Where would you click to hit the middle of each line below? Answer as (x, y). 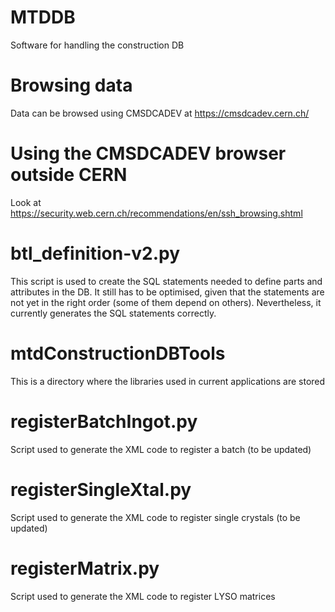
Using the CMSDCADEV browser (148, 153)
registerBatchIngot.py (104, 421)
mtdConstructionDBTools (118, 353)
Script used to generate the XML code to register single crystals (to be (155, 517)
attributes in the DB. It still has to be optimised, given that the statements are (167, 292)
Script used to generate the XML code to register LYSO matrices (143, 596)
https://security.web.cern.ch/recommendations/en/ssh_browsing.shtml (156, 213)
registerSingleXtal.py (101, 489)
